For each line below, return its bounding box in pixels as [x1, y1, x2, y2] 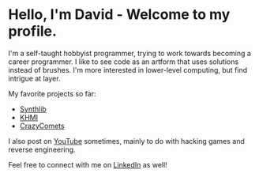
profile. [8, 22, 58, 40]
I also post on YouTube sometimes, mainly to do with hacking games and [8, 136, 245, 145]
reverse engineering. [8, 145, 77, 154]
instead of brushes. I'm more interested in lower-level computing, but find [8, 65, 248, 74]
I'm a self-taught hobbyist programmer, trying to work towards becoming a [8, 48, 251, 58]
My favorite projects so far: [8, 88, 96, 98]
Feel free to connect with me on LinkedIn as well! [8, 160, 167, 169]
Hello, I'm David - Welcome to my [8, 6, 231, 24]
